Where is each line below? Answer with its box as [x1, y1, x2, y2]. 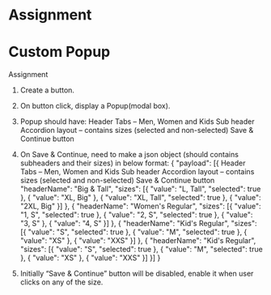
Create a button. [19, 85, 75, 95]
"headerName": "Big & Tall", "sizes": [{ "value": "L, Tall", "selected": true [19, 184, 261, 194]
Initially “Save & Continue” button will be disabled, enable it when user [19, 269, 254, 279]
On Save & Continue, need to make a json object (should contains [19, 150, 239, 160]
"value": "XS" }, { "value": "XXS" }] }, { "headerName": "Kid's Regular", [19, 236, 256, 246]
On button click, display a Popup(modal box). [19, 101, 171, 111]
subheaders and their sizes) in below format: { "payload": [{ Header [19, 158, 246, 168]
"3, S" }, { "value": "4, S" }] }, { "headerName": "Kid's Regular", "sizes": [19, 219, 257, 229]
